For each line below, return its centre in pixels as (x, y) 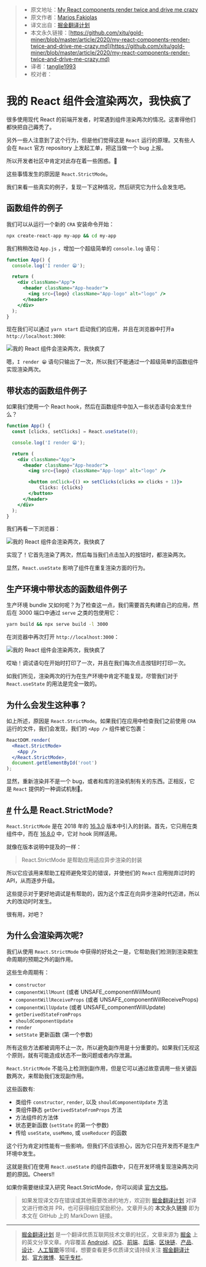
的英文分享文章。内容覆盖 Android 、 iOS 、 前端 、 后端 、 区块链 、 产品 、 (109, 1242)
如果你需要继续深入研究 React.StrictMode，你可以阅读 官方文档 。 (89, 1187)
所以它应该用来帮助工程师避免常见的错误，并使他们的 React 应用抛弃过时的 (101, 873)
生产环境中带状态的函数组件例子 (67, 589)
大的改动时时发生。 (31, 901)
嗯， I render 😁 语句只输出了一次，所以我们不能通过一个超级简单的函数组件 (102, 362)
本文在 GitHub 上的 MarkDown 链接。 (68, 1215)
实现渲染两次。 (25, 369)
